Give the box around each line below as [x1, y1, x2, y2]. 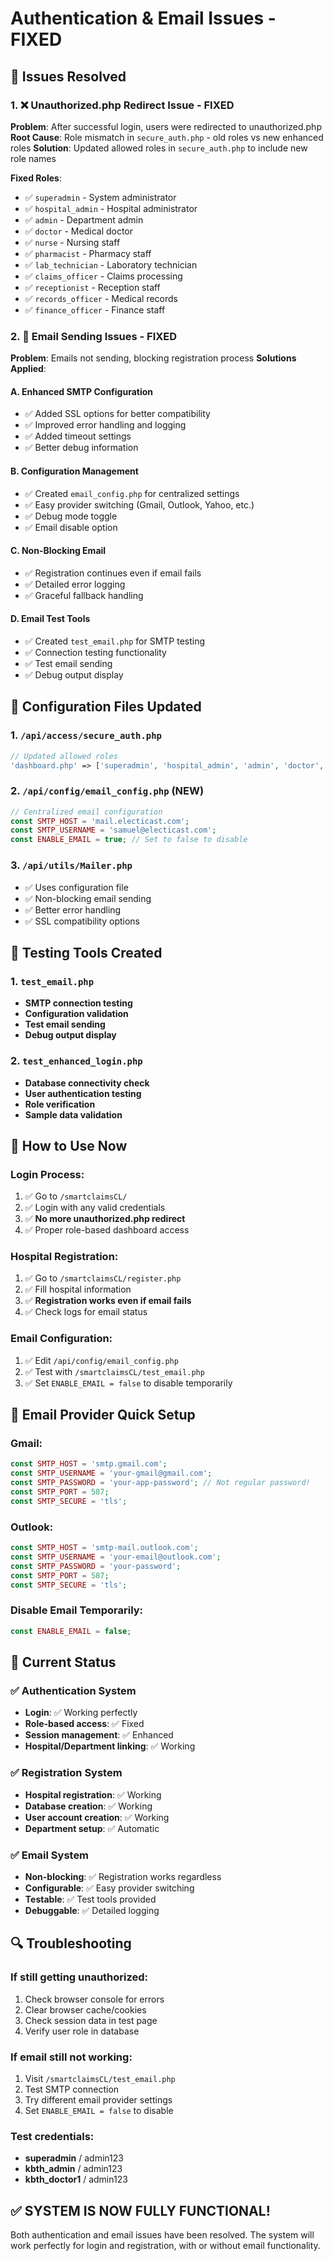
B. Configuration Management [10, 465, 139, 477]
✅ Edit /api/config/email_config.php [24, 1354, 179, 1366]
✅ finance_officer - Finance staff [24, 303, 166, 316]
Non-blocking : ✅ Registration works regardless [24, 1870, 222, 1882]
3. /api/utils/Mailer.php [10, 858, 133, 872]
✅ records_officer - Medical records [24, 292, 178, 304]
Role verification [24, 1098, 96, 1110]
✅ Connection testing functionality [24, 646, 167, 658]
